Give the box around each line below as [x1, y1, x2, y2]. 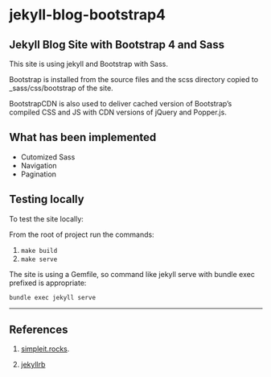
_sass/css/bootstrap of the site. [9, 83, 113, 93]
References [9, 323, 68, 337]
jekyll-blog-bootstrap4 [9, 6, 166, 24]
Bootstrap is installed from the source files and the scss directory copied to [9, 75, 259, 84]
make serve [20, 255, 58, 263]
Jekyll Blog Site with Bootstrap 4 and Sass [9, 38, 225, 52]
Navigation [20, 160, 57, 170]
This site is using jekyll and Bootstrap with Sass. [9, 59, 168, 68]
